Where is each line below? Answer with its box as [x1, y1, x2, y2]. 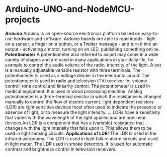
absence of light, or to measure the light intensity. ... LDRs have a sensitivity [5, 109, 161, 115]
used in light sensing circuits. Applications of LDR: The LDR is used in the [5, 130, 157, 136]
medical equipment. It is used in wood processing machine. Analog [5, 88, 143, 94]
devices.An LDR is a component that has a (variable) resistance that [5, 120, 144, 126]
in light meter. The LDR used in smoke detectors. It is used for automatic [5, 141, 153, 147]
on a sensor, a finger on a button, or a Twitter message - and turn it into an [5, 41, 158, 47]
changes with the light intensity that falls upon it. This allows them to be [5, 125, 152, 131]
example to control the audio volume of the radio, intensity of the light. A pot [5, 62, 162, 68]
